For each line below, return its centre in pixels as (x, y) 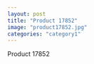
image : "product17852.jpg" (47, 27)
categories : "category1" (44, 34)
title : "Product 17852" (43, 21)
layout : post (27, 14)
